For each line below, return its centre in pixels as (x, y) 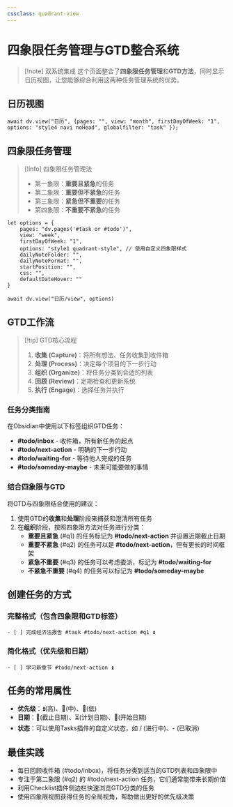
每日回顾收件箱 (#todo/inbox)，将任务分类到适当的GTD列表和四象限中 (117, 771)
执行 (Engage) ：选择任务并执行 (79, 390)
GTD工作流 (31, 322)
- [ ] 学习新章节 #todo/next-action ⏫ (61, 668)
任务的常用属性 (39, 690)
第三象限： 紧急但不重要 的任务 (77, 201)
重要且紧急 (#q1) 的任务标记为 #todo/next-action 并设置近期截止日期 (127, 536)
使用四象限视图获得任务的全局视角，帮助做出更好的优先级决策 (106, 797)
